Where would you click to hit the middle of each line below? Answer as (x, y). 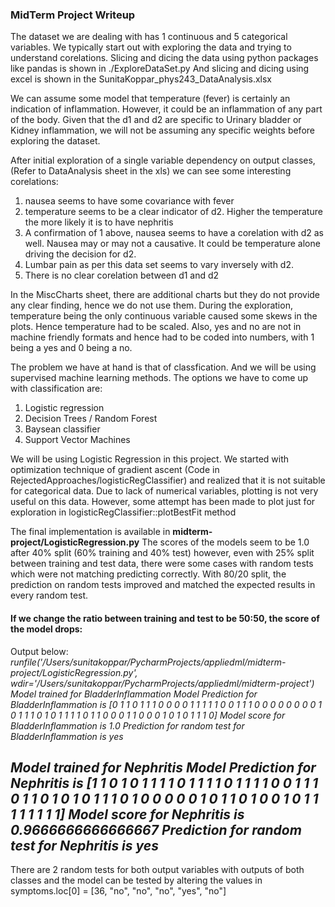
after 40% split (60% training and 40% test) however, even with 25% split (162, 553)
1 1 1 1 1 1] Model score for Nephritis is (127, 814)
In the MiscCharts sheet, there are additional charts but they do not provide (165, 295)
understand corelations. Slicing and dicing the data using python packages (164, 58)
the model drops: (46, 629)
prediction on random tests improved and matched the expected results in (163, 585)
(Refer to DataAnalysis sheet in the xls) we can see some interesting (151, 171)
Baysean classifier (62, 429)
